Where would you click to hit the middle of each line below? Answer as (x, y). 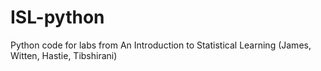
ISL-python (57, 17)
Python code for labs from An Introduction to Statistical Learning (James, (161, 45)
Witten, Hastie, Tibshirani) (64, 55)
